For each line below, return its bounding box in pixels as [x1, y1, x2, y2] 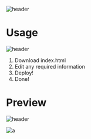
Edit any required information [14, 63, 85, 70]
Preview [6, 96, 47, 110]
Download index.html [14, 56, 66, 64]
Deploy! [14, 69, 34, 76]
